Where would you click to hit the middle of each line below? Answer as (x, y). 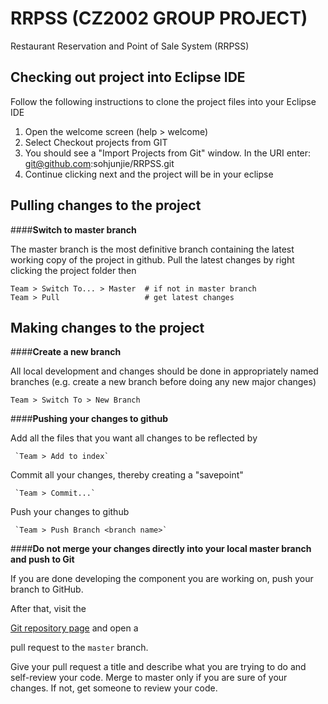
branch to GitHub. (47, 589)
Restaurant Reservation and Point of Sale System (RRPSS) (130, 46)
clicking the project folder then (73, 270)
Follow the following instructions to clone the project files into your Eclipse (163, 101)
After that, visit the (48, 609)
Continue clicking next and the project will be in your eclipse (149, 174)
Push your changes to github (70, 512)
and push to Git (42, 559)
